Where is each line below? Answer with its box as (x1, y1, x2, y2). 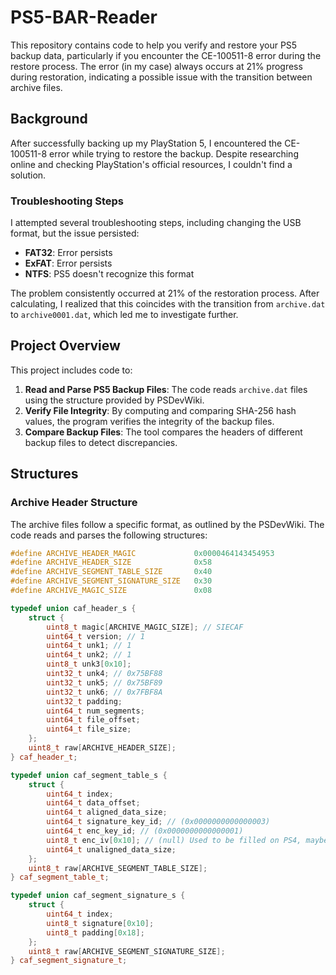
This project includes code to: (10, 364, 133, 376)
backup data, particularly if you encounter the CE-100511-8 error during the (10, 49, 322, 61)
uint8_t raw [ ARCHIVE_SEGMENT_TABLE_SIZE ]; (28, 863, 208, 873)
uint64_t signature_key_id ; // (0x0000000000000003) (46, 817, 271, 827)
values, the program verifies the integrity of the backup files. (24, 415, 275, 427)
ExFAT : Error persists (24, 257, 113, 270)
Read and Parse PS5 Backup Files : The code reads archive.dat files (24, 383, 308, 395)
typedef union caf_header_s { (10, 603, 137, 613)
